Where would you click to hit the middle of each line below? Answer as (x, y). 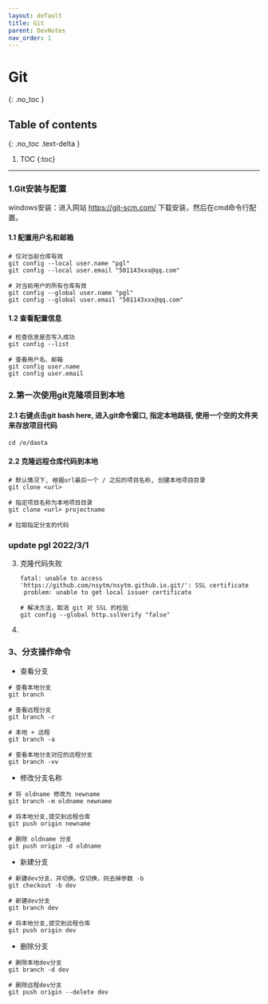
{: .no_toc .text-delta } (44, 144)
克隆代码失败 (41, 564)
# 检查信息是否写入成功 (42, 337)
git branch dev (33, 908)
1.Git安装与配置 (37, 188)
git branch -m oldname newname (60, 801)
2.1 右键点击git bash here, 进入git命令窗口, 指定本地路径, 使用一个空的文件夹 (133, 415)
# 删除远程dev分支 (35, 985)
